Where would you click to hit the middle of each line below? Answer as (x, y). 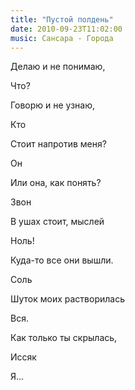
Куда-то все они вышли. (62, 260)
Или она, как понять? (56, 183)
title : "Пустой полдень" (62, 19)
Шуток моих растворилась (67, 299)
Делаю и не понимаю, (58, 67)
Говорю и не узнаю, (53, 105)
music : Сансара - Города (62, 38)
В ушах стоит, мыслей (57, 222)
